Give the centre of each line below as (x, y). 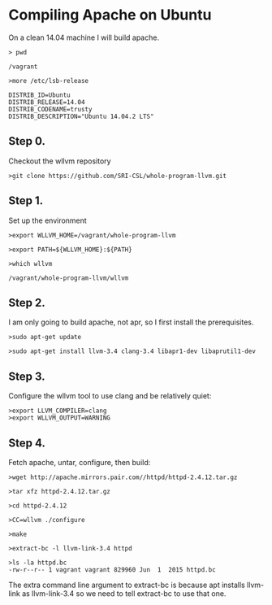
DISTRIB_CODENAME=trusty (50, 109)
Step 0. (27, 141)
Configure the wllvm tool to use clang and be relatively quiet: (110, 396)
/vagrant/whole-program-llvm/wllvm (69, 278)
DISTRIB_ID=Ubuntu (39, 95)
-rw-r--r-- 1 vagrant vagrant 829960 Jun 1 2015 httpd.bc (112, 570)
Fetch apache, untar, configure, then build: (80, 462)
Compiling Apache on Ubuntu (110, 15)
